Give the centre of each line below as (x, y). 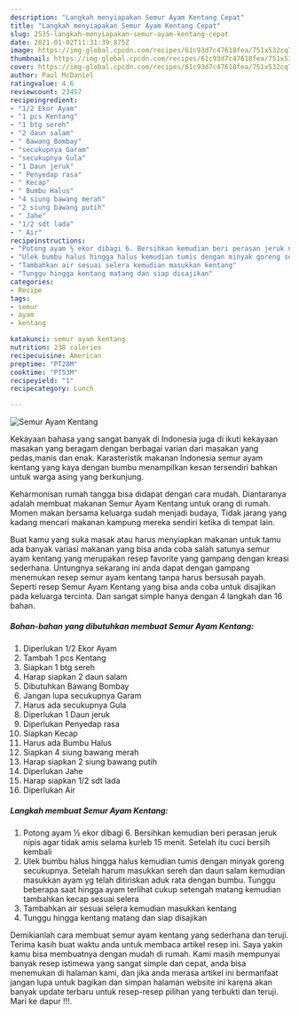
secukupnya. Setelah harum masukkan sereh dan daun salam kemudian (154, 871)
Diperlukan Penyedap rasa (71, 724)
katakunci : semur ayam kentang (68, 340)
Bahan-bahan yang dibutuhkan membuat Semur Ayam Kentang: (132, 626)
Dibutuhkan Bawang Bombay (76, 686)
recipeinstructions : (48, 241)
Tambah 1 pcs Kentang (64, 658)
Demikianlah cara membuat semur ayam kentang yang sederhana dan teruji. (149, 935)
